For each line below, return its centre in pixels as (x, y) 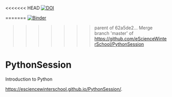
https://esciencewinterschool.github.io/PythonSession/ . (64, 89)
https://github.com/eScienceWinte (131, 39)
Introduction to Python (29, 79)
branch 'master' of (114, 33)
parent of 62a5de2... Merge (123, 28)
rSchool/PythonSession (119, 44)
